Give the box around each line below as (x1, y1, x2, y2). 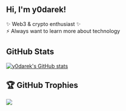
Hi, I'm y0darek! (6, 5, 66, 15)
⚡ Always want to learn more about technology (6, 27, 120, 34)
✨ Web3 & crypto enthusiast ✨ (6, 20, 81, 27)
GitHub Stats (6, 47, 54, 57)
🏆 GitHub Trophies (6, 80, 79, 90)
